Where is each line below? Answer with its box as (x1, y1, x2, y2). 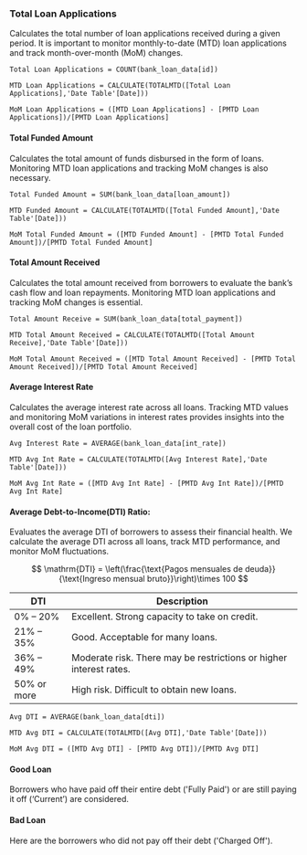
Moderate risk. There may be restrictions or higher (71, 651, 288, 664)
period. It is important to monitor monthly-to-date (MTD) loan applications (9, 37, 288, 48)
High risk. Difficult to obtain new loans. (71, 683, 238, 696)
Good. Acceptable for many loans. (71, 631, 217, 644)
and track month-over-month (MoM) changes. (9, 47, 184, 58)
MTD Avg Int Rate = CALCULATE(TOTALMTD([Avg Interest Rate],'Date (9, 455, 268, 464)
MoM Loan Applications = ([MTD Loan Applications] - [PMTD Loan (9, 105, 259, 114)
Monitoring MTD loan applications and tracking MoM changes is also (9, 163, 269, 174)
